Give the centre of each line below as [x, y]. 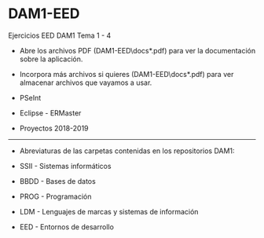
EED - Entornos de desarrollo [66, 227]
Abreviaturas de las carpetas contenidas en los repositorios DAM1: [127, 151]
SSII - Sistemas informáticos [65, 166]
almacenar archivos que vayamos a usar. [86, 82]
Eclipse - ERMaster [50, 113]
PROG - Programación [55, 196]
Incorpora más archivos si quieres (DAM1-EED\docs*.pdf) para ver [126, 74]
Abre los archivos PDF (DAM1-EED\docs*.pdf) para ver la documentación [137, 50]
